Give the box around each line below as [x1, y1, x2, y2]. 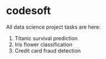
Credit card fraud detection [14, 47, 81, 54]
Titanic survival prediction [14, 34, 78, 41]
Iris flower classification [14, 41, 72, 48]
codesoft [6, 4, 51, 18]
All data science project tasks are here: [6, 23, 101, 30]
